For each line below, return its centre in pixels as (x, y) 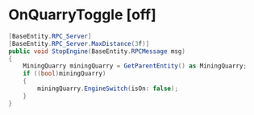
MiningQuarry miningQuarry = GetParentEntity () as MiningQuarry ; (135, 66)
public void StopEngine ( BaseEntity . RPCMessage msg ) (97, 51)
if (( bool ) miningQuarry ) (65, 74)
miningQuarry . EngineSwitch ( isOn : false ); (108, 89)
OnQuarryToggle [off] (83, 15)
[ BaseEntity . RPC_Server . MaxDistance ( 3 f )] (79, 43)
